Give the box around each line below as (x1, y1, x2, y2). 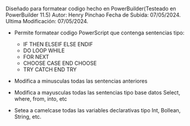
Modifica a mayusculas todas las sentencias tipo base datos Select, (14, 89, 180, 96)
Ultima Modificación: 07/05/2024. (5, 18, 89, 24)
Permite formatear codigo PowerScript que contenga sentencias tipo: (14, 29, 185, 36)
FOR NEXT (23, 53, 49, 60)
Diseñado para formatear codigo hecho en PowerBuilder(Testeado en (5, 5, 176, 12)
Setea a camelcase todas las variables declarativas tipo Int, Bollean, (14, 107, 181, 114)
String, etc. (14, 113, 42, 120)
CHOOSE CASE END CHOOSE (23, 59, 97, 67)
